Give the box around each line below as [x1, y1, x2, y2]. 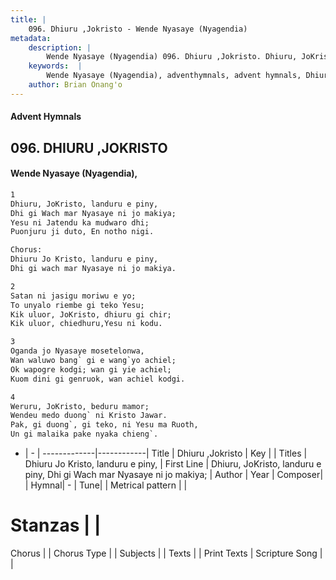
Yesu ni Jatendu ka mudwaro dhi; [10, 217, 150, 228]
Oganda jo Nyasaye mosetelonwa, [10, 346, 145, 356]
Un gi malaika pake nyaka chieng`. [10, 429, 159, 440]
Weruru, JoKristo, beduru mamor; [10, 401, 150, 411]
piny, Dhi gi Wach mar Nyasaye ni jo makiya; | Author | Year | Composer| [24, 469, 324, 481]
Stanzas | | [10, 514, 102, 537]
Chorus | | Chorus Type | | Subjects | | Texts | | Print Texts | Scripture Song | [10, 547, 323, 559]
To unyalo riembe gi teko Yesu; [10, 300, 145, 310]
